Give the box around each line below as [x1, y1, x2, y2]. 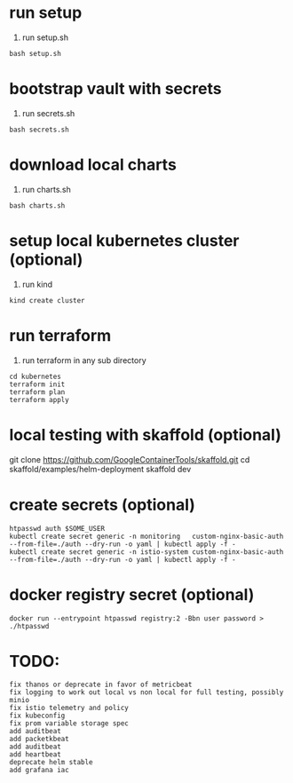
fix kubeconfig [9, 711, 66, 721]
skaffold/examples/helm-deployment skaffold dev [9, 463, 192, 474]
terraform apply [9, 395, 69, 404]
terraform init [9, 380, 66, 389]
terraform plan [9, 387, 66, 397]
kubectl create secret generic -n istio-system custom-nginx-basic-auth [9, 547, 284, 557]
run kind [21, 279, 53, 289]
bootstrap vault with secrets [9, 79, 222, 99]
